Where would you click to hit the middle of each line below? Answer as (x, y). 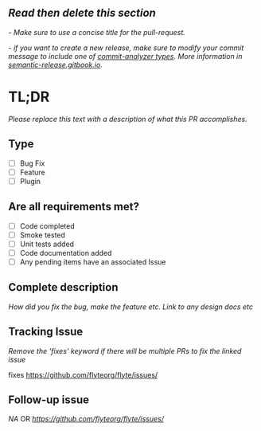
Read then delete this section (82, 13)
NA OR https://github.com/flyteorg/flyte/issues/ (86, 419)
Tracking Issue (46, 332)
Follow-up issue (49, 400)
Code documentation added (66, 253)
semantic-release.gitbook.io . (56, 65)
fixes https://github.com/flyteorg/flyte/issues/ (83, 374)
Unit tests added (47, 244)
